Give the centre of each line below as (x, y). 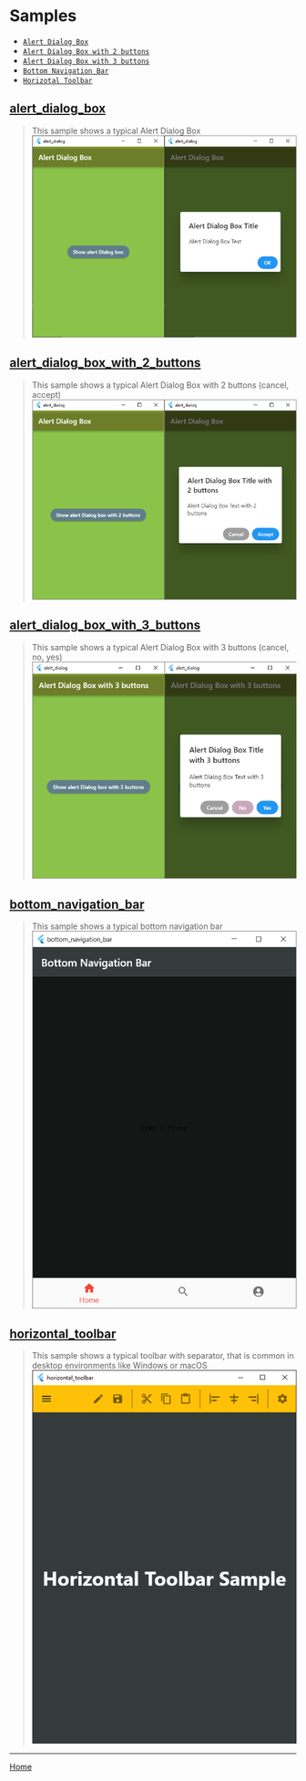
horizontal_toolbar (63, 1333)
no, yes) (47, 657)
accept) (46, 394)
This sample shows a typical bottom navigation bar (127, 926)
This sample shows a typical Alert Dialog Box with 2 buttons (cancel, (160, 385)
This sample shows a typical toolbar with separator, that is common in (163, 1356)
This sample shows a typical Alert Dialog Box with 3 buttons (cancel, (160, 647)
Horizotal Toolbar (57, 80)
